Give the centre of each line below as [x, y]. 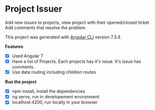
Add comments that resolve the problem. [46, 27]
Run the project [21, 82]
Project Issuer [34, 9]
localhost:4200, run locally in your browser [55, 102]
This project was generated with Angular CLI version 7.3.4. [63, 37]
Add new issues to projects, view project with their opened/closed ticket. [78, 22]
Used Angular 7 [28, 56]
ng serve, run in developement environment [56, 97]
